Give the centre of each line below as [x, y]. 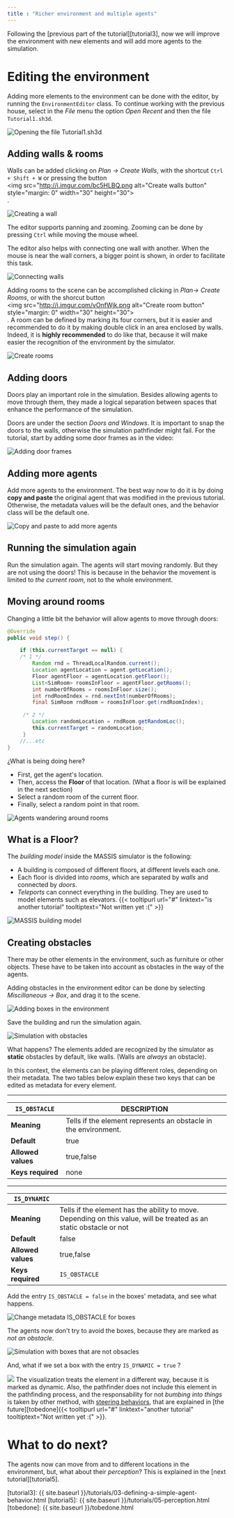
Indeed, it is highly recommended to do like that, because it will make [107, 335]
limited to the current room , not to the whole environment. [90, 579]
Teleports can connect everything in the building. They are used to [113, 892]
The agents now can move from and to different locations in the [99, 1464]
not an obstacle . [31, 1338]
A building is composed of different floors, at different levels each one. [119, 870]
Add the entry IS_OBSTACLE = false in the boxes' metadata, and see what [112, 1296]
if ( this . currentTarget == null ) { [71, 651]
